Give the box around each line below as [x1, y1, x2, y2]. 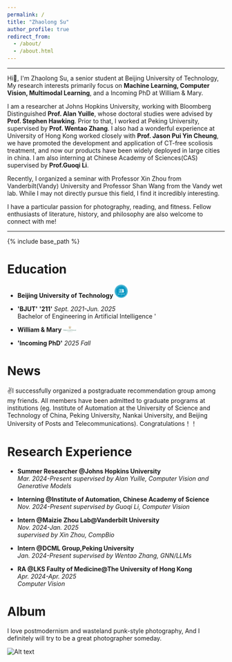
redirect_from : [7, 33, 51, 40]
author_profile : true [7, 26, 70, 33]
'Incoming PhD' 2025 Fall [17, 339, 91, 347]
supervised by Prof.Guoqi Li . [7, 161, 89, 169]
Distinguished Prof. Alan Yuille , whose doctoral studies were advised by [7, 109, 213, 118]
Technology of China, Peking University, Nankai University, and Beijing [7, 411, 209, 419]
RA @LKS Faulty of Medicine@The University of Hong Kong [17, 564, 193, 573]
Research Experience [7, 444, 133, 460]
